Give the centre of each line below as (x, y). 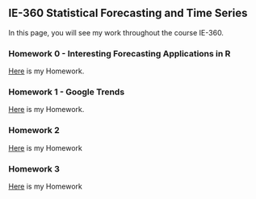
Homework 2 (34, 131)
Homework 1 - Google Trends (67, 92)
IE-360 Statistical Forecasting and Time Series (128, 13)
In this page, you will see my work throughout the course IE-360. (116, 32)
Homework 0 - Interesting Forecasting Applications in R (120, 53)
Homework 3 (34, 168)
